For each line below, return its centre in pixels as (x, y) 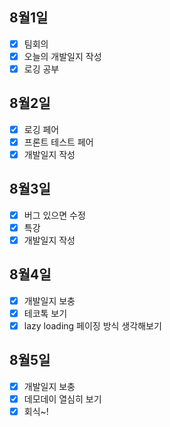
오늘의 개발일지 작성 (62, 56)
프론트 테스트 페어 (58, 142)
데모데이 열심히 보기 (62, 399)
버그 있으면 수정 (54, 215)
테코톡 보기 (45, 313)
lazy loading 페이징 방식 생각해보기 (92, 325)
